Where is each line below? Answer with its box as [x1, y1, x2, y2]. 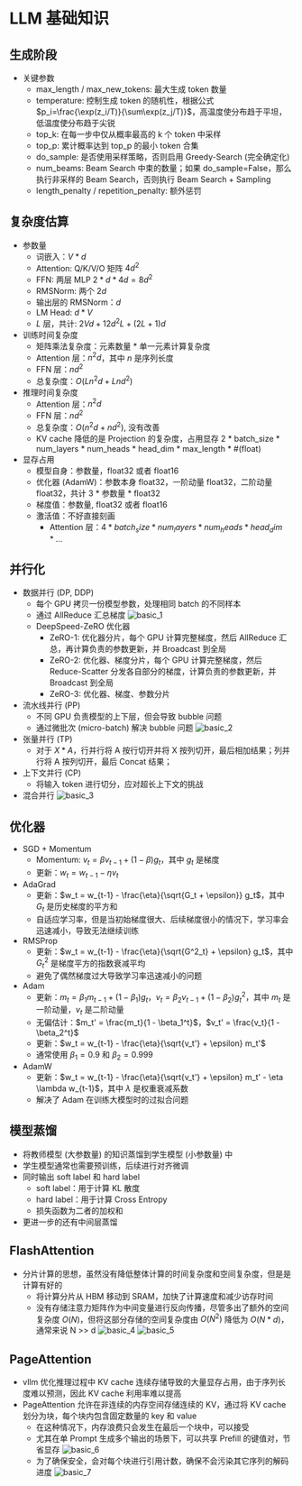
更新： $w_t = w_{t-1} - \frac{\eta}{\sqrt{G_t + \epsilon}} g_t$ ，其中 [35, 889, 286, 900]
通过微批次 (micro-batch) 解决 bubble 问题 [35, 722, 194, 733]
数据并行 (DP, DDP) [22, 587, 95, 598]
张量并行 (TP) [22, 734, 73, 745]
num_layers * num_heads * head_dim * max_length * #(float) [35, 443, 261, 454]
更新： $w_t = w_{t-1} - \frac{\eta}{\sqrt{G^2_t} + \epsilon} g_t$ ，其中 [35, 946, 294, 957]
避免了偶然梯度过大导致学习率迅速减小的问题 [35, 970, 203, 981]
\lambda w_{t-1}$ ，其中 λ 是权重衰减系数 [35, 1083, 189, 1094]
